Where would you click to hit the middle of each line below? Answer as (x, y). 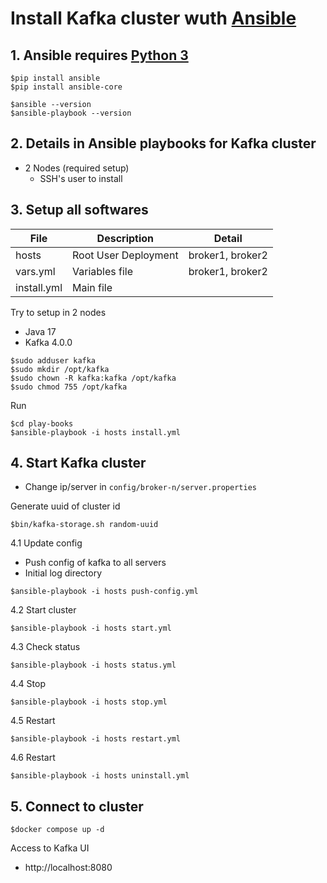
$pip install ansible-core (66, 87)
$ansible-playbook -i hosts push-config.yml (104, 592)
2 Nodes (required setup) (77, 168)
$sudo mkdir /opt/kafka (60, 369)
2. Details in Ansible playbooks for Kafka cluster (163, 143)
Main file (92, 287)
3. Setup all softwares (79, 210)
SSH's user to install (81, 178)
